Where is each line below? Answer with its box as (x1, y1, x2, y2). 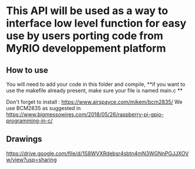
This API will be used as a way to (6, 4, 168, 18)
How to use (6, 65, 48, 75)
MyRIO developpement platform (6, 42, 166, 55)
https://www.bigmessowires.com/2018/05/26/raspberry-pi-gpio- (6, 111, 164, 118)
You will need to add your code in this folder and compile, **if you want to (6, 81, 186, 88)
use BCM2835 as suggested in (6, 105, 81, 111)
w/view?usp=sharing (6, 156, 57, 163)
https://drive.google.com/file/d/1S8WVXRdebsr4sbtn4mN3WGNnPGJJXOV (6, 150, 189, 157)
